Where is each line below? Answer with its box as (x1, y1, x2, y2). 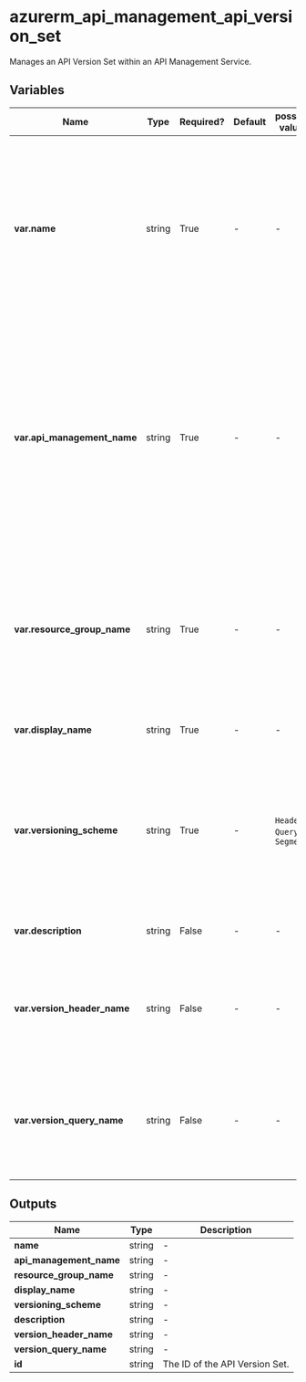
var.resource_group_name (14, 623, 131, 636)
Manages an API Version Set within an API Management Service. (9, 56, 252, 67)
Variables (9, 82, 66, 98)
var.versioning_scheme (14, 824, 118, 837)
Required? (178, 115, 225, 128)
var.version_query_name (14, 1113, 124, 1126)
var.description (14, 924, 82, 937)
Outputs (9, 1197, 57, 1212)
